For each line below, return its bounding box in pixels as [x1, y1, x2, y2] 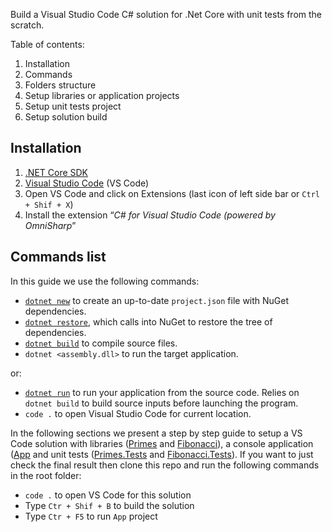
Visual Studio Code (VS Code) [24, 177, 150, 189]
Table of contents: [10, 39, 85, 50]
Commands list [10, 249, 107, 266]
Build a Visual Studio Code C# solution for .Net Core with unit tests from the [10, 9, 323, 20]
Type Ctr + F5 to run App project [24, 510, 158, 522]
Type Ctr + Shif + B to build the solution [24, 499, 195, 511]
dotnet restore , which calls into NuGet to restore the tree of [24, 315, 273, 328]
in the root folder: [10, 469, 82, 481]
